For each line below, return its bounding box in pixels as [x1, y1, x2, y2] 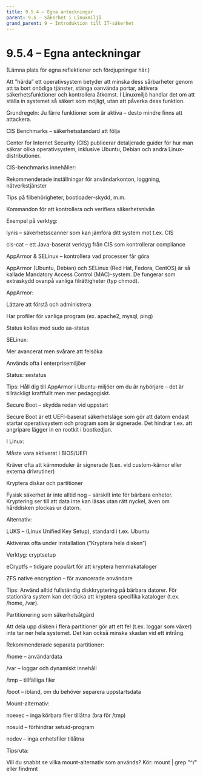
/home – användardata [6, 653, 62, 660]
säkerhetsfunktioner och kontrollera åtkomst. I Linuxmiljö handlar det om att [6, 91, 195, 98]
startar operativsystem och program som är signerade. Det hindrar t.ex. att [6, 419, 193, 427]
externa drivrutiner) [6, 468, 55, 475]
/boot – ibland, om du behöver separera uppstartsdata [6, 688, 141, 696]
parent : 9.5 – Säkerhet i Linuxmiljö [6, 15, 102, 21]
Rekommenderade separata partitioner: [6, 641, 105, 648]
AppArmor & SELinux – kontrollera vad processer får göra [6, 253, 150, 260]
